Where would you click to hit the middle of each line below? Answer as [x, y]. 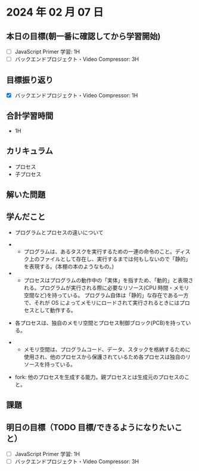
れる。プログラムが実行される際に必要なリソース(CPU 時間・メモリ [106, 288]
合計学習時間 [30, 116]
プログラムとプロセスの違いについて [59, 232]
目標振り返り [30, 80]
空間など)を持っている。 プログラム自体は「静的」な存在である [101, 295]
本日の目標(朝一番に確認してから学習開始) [83, 36]
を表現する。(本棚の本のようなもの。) [69, 266]
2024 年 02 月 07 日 [55, 12]
